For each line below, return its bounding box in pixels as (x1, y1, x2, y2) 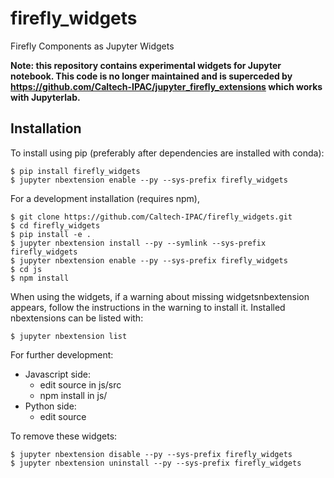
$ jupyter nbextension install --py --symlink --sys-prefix (10, 238, 267, 248)
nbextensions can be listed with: (10, 312, 144, 324)
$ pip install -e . (10, 229, 92, 239)
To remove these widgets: (10, 430, 118, 442)
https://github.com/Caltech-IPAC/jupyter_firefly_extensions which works (10, 80, 323, 92)
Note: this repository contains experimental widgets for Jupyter (10, 59, 282, 71)
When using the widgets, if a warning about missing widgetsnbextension (10, 290, 310, 302)
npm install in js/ (39, 389, 108, 401)
